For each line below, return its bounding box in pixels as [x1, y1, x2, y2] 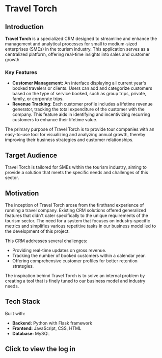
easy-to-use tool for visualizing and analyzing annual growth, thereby [5, 132, 146, 138]
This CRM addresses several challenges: [5, 238, 87, 244]
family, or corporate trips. [12, 96, 64, 102]
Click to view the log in [5, 345, 76, 353]
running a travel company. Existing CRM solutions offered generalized [5, 207, 146, 213]
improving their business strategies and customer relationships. [5, 137, 134, 143]
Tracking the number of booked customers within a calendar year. [12, 252, 146, 258]
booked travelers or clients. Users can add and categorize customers [12, 85, 153, 91]
